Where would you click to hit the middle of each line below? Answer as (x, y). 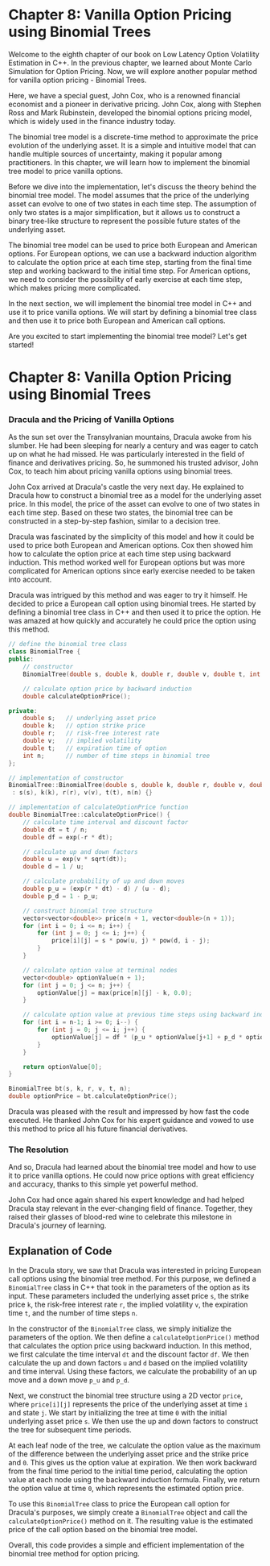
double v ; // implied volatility (82, 741)
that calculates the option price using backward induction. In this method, (130, 1346)
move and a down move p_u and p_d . (69, 1380)
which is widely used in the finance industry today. (92, 121)
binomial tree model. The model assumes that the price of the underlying (129, 195)
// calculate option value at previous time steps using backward (136, 1015)
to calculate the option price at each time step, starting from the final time (130, 262)
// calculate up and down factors (80, 851)
